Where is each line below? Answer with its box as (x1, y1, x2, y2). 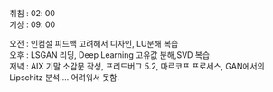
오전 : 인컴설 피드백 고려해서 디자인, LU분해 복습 (9, 39, 179, 49)
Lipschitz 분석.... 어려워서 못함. (9, 72, 120, 83)
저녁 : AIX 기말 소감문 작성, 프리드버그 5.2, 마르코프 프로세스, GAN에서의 (9, 61, 265, 71)
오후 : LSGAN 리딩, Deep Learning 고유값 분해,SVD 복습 (9, 50, 211, 60)
